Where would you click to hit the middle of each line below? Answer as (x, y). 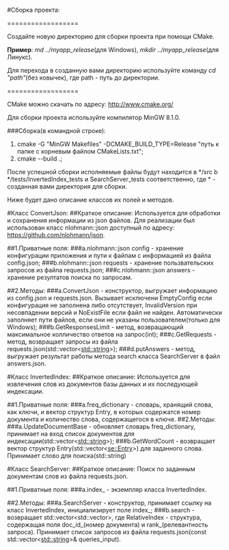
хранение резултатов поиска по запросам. (70, 277)
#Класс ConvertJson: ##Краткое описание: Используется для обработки (114, 213)
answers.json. (27, 363)
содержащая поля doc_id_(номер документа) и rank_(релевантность (108, 525)
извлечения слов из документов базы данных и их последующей (103, 384)
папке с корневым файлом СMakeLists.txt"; (80, 151)
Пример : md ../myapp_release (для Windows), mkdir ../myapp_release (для (113, 50)
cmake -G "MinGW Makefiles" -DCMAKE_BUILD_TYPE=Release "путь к (118, 144)
